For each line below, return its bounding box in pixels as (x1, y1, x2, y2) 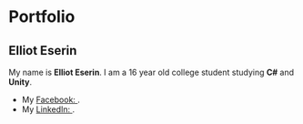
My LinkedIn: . (21, 104, 76, 115)
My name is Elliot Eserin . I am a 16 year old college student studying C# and (8, 67, 295, 77)
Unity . (8, 77, 33, 88)
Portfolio (8, 6, 76, 27)
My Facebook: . (21, 94, 81, 105)
